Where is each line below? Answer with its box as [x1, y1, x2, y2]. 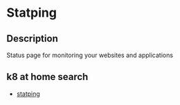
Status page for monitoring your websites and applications [6, 51, 174, 59]
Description [6, 33, 58, 45]
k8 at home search [6, 71, 89, 83]
